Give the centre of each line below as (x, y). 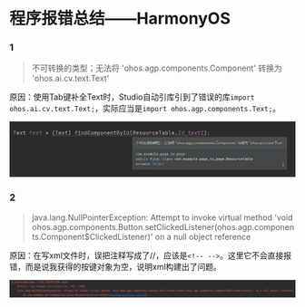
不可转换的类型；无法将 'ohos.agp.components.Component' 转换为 (157, 68)
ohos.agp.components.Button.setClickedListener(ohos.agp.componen (163, 226)
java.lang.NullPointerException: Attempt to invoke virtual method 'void (162, 217)
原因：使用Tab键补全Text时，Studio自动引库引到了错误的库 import (132, 97)
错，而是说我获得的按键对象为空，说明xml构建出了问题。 (116, 266)
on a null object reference (203, 236)
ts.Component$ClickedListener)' (92, 236)
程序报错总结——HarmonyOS (120, 19)
